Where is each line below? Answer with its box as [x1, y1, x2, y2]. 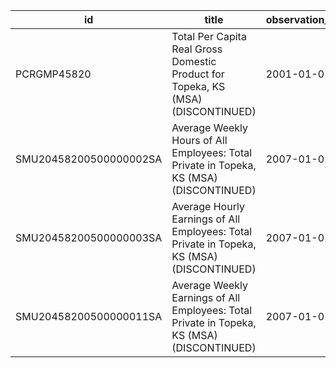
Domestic [171, 55, 217, 68]
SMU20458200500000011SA [15, 310, 163, 323]
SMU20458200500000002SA [15, 152, 163, 166]
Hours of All [171, 134, 228, 147]
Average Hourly [171, 200, 245, 213]
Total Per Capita [171, 30, 247, 43]
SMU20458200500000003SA [15, 231, 163, 244]
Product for [171, 67, 225, 81]
